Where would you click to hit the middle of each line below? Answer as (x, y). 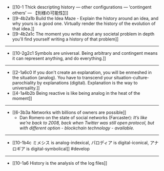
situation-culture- (132, 77)
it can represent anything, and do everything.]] (59, 58)
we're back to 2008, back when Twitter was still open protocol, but (87, 123)
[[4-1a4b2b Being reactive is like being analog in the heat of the (76, 93)
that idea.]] (23, 29)
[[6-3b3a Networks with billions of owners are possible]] (69, 112)
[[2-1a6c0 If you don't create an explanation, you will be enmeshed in (82, 72)
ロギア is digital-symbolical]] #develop (51, 149)
